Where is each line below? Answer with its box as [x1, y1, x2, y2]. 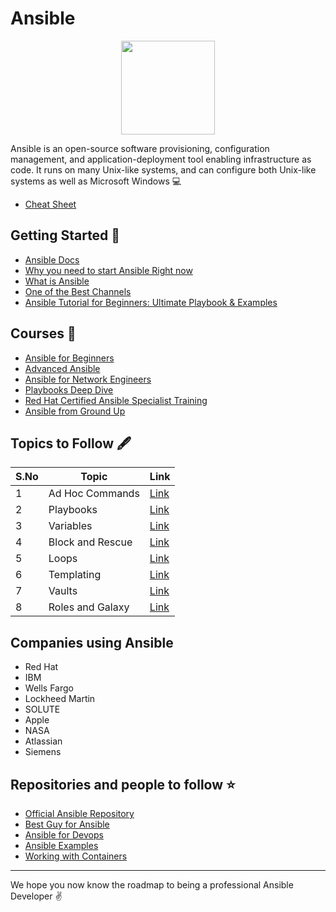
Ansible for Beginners [24, 352, 115, 364]
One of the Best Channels [24, 285, 132, 297]
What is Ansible [24, 275, 90, 287]
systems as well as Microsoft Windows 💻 [10, 175, 182, 187]
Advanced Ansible [24, 362, 101, 374]
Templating [48, 568, 102, 582]
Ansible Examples [24, 840, 99, 851]
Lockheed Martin [24, 693, 96, 705]
